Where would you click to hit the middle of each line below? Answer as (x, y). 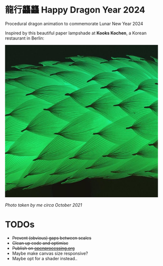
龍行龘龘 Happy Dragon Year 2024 (75, 10)
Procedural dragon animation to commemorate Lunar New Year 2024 (74, 23)
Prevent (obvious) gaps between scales (52, 238)
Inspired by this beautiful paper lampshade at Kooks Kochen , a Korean (76, 33)
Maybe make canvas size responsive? (50, 253)
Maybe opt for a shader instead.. (45, 258)
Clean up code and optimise (40, 243)
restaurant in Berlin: (25, 38)
